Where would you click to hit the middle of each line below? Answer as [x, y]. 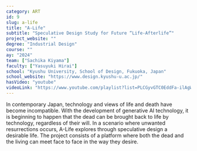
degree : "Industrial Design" [42, 44]
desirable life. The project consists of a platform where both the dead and [95, 135]
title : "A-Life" [26, 28]
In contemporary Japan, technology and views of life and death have [89, 104]
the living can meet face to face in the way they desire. [72, 142]
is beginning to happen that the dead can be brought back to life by [87, 116]
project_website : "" [31, 39]
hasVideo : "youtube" [31, 83]
